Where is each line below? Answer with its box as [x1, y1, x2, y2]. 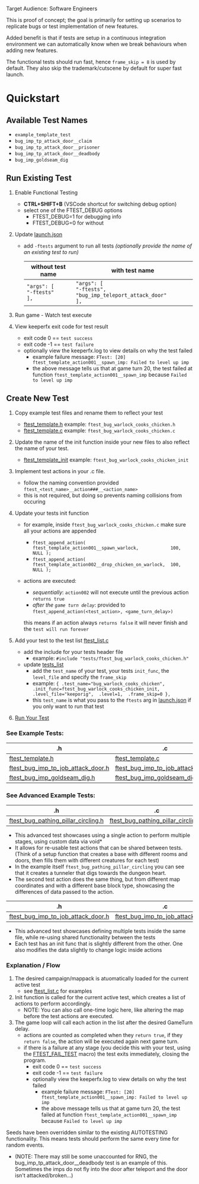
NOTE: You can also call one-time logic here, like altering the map [23, 1006, 184, 1013]
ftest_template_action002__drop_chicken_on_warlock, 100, [32, 561, 182, 567]
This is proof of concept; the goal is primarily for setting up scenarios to [6, 17, 182, 23]
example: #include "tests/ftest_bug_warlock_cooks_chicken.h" [32, 654, 190, 662]
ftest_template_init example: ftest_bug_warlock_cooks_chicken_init [23, 456, 189, 463]
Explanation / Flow [6, 961, 60, 970]
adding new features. [6, 47, 58, 54]
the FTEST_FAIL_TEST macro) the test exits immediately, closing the [23, 1050, 190, 1057]
